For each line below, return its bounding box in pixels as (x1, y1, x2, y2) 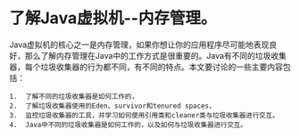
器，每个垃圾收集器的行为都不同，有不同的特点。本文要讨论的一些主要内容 (9, 61, 283, 72)
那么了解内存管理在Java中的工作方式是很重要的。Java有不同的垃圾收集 (24, 50, 287, 60)
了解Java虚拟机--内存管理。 (9, 8, 217, 28)
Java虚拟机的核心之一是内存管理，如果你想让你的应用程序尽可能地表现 (9, 39, 270, 50)
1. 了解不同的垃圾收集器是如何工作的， (9, 92, 138, 101)
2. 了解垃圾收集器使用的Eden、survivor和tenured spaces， (9, 101, 216, 110)
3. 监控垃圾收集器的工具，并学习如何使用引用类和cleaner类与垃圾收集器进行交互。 (9, 110, 279, 120)
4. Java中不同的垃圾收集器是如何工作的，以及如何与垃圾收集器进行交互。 (9, 120, 247, 129)
